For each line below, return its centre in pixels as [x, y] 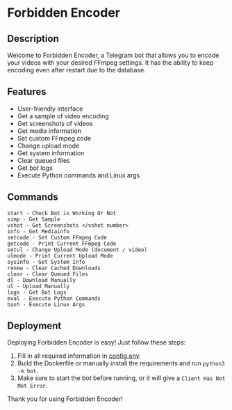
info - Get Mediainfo [39, 231]
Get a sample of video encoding [63, 116]
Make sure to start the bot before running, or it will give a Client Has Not [121, 378]
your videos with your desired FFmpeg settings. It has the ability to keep [110, 63]
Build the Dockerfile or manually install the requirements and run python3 [121, 363]
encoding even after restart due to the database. [76, 70]
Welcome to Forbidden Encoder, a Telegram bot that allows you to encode [113, 55]
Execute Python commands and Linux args [78, 175]
